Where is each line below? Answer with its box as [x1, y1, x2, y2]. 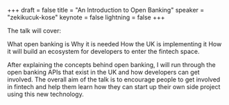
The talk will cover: [7, 27, 61, 35]
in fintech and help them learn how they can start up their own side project [7, 83, 221, 90]
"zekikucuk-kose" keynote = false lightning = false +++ [7, 13, 165, 21]
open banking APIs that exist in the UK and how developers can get [7, 68, 200, 76]
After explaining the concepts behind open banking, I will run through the [7, 61, 217, 68]
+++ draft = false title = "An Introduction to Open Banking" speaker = [7, 6, 205, 14]
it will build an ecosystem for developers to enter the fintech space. [7, 48, 200, 55]
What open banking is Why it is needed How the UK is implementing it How [7, 40, 222, 48]
